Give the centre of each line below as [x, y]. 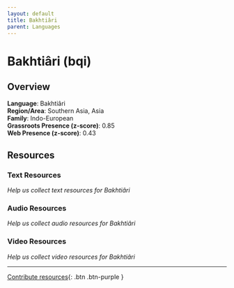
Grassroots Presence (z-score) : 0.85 [61, 126]
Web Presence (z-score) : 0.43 [52, 133]
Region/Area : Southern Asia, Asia [56, 111]
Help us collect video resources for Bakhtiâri [71, 257]
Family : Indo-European [40, 119]
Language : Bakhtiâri [37, 104]
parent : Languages [34, 26]
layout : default [31, 14]
